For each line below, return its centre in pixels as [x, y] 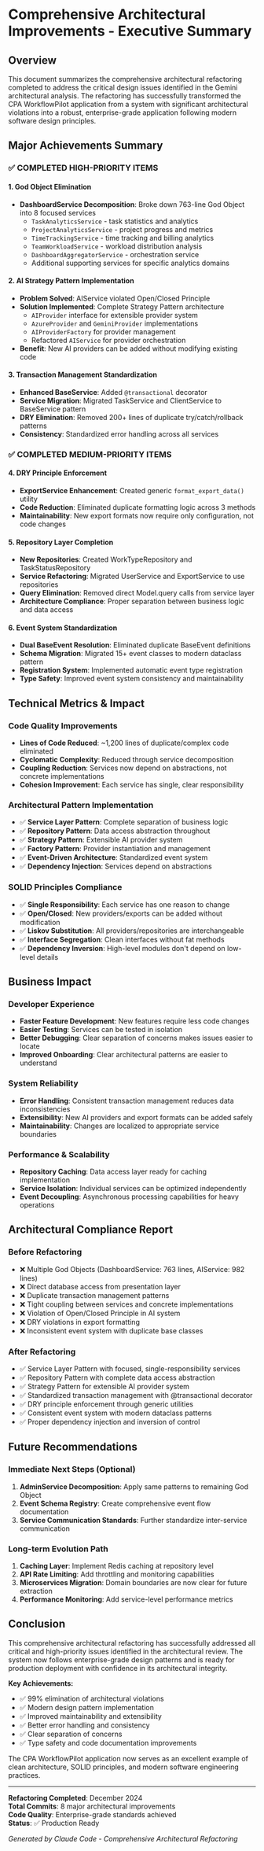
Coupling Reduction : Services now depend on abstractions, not [123, 768]
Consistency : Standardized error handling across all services [119, 433]
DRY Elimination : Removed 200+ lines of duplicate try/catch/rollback [131, 417]
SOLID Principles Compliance [65, 887]
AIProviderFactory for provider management [103, 331]
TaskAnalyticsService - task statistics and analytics [115, 221]
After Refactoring [42, 1351]
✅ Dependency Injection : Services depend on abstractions [115, 866]
